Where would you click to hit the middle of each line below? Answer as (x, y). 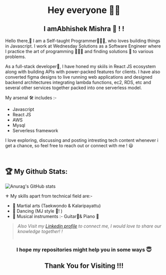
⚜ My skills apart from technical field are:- (49, 196)
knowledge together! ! (40, 231)
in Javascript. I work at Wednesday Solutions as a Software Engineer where (83, 46)
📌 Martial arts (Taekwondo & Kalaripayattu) (56, 205)
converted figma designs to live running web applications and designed (79, 77)
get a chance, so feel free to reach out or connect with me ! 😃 (69, 146)
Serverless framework (35, 130)
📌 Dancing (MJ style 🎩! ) (37, 211)
